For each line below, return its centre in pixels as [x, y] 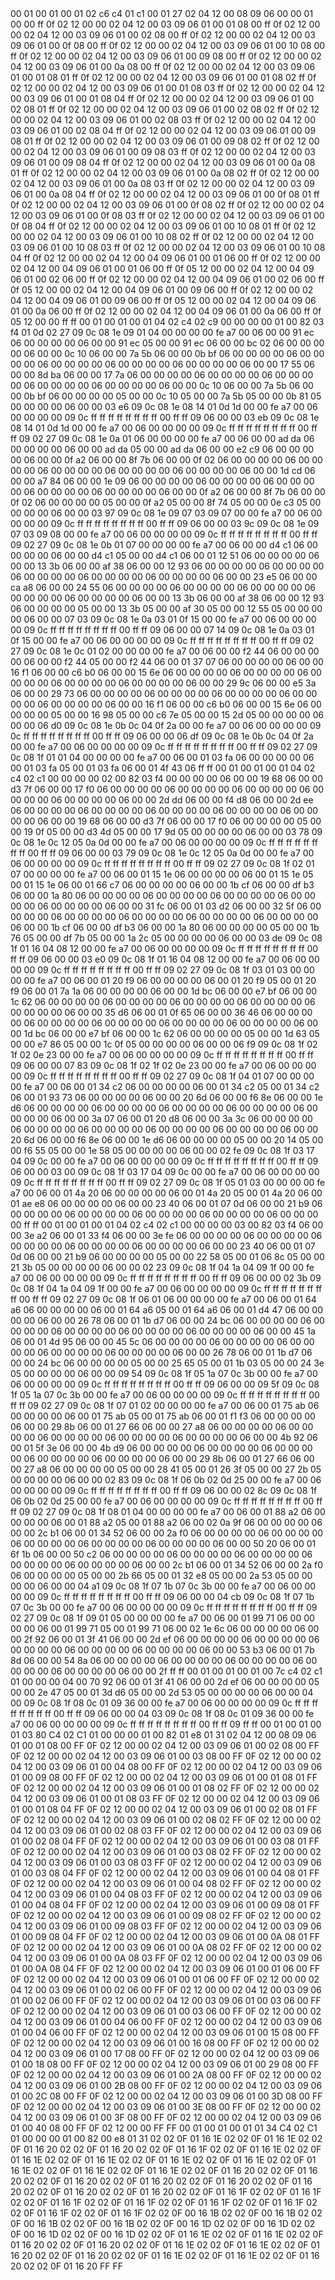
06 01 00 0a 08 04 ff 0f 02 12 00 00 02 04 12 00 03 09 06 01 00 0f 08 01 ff [165, 194]
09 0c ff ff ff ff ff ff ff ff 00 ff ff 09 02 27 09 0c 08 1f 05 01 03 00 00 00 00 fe [168, 1182]
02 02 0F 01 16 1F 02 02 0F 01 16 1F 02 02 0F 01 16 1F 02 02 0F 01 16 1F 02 [164, 2202]
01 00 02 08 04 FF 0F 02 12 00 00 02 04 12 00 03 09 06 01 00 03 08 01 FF [165, 1841]
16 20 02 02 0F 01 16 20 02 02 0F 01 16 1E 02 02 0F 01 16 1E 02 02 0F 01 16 [165, 2255]
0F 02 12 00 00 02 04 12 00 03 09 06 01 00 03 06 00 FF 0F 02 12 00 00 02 [166, 2011]
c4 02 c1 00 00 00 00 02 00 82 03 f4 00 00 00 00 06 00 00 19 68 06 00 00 [166, 778]
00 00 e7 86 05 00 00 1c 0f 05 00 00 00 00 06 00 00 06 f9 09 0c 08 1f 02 [164, 1044]
